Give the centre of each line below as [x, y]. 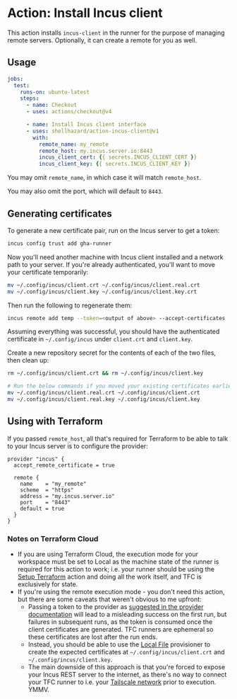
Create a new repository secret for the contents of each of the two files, [112, 353]
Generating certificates [60, 214]
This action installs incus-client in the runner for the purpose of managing [116, 33]
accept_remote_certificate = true [64, 465]
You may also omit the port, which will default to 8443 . [85, 191]
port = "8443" [45, 502]
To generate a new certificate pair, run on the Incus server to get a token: [114, 230]
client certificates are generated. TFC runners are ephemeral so [121, 630]
